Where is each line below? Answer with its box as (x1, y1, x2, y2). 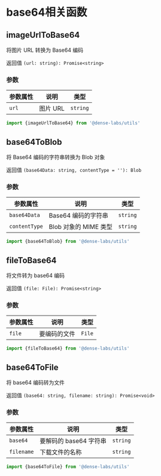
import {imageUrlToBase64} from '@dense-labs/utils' (6, 120, 141, 126)
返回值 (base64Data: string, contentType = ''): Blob (6, 166, 142, 173)
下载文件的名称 (40, 448, 82, 457)
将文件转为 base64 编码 (6, 272, 65, 279)
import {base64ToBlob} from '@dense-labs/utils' (6, 239, 130, 245)
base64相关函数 (6, 5, 87, 19)
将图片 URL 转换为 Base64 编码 (6, 46, 84, 53)
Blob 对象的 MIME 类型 (48, 223, 113, 231)
